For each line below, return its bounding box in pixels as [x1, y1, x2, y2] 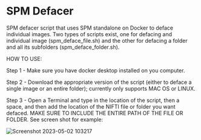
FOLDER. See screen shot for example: [6, 116, 104, 123]
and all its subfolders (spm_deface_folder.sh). [6, 43, 120, 51]
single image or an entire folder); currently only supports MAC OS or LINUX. [6, 84, 196, 92]
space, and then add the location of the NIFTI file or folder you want [6, 103, 176, 110]
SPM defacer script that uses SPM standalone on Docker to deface [6, 24, 174, 31]
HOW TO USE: [6, 55, 42, 62]
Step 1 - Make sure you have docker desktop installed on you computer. [6, 66, 185, 74]
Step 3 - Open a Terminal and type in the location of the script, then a [6, 97, 180, 104]
